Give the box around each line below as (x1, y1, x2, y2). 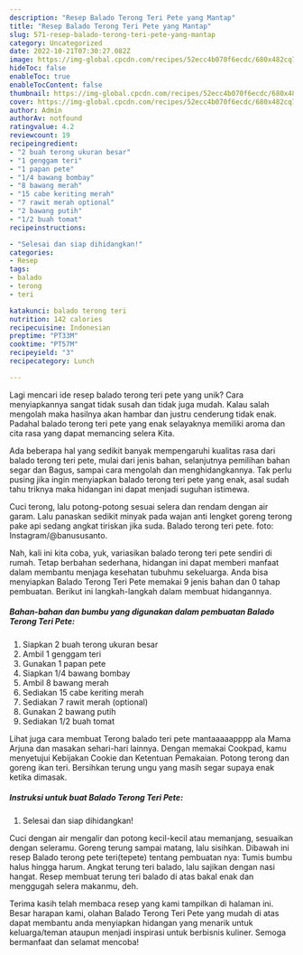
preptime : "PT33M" (9, 332, 78, 341)
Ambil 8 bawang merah (22, 677, 110, 688)
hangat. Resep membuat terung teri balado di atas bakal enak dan (9, 871, 254, 882)
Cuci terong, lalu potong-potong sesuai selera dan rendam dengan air (9, 501, 269, 511)
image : (9, 55, 34, 64)
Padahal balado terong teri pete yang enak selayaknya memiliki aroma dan (9, 417, 286, 429)
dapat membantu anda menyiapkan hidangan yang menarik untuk (9, 917, 253, 928)
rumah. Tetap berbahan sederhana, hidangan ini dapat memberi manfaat (9, 557, 280, 567)
